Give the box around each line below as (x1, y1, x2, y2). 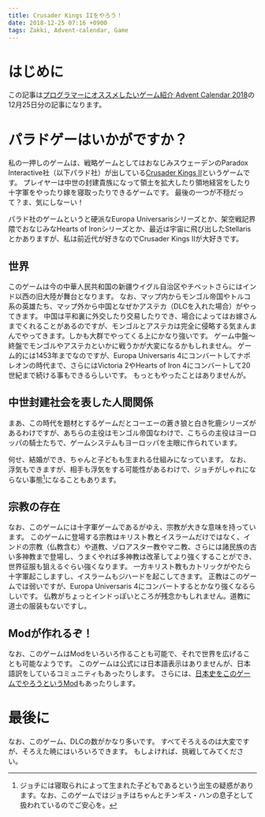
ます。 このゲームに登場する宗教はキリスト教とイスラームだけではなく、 (8, 532, 244, 542)
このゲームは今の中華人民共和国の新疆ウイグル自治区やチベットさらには (8, 282, 243, 292)
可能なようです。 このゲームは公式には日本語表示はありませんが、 (21, 659, 237, 669)
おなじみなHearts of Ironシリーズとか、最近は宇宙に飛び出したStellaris (21, 224, 252, 233)
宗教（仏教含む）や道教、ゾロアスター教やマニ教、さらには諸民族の (28, 542, 250, 552)
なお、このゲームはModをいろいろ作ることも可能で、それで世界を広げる (8, 649, 244, 658)
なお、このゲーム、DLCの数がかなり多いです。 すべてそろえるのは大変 (8, 737, 237, 746)
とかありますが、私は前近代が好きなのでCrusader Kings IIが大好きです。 (8, 234, 244, 244)
